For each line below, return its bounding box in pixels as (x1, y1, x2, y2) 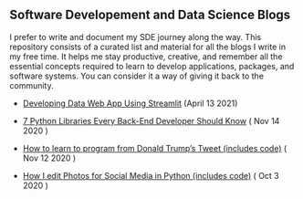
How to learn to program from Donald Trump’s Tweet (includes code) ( (22, 142, 287, 153)
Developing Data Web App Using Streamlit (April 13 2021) (22, 98, 238, 109)
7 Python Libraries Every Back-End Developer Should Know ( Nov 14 (22, 115, 280, 126)
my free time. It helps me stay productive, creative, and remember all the (9, 50, 283, 62)
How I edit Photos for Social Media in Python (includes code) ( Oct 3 (22, 170, 280, 181)
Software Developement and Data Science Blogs (9, 7, 291, 23)
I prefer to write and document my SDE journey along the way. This (9, 31, 262, 42)
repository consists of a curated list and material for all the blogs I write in (9, 41, 286, 52)
